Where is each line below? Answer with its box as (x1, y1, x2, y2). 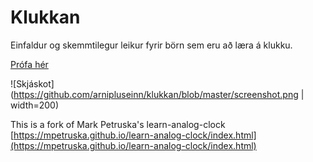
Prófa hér (10, 58, 49, 70)
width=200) (10, 99, 60, 111)
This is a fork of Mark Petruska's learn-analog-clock (10, 118, 226, 130)
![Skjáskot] (10, 77, 55, 90)
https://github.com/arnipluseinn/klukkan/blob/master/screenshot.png (13, 88, 299, 100)
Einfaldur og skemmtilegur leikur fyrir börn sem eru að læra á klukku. (10, 39, 293, 51)
